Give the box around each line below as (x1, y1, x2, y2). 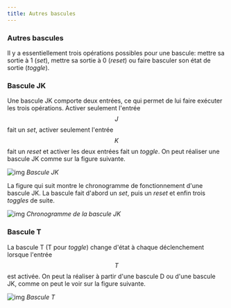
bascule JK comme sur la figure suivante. (7, 155, 126, 163)
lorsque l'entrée (7, 250, 53, 259)
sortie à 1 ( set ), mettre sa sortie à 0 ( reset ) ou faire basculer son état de (7, 56, 212, 65)
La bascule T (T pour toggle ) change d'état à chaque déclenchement (7, 243, 205, 251)
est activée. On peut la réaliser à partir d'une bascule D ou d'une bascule (7, 272, 216, 280)
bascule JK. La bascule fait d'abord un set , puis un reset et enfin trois (7, 189, 206, 198)
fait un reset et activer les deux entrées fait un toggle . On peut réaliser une (7, 147, 220, 156)
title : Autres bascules (7, 10, 76, 17)
